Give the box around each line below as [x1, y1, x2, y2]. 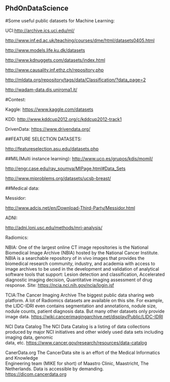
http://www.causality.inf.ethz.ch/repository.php [5, 67, 104, 73]
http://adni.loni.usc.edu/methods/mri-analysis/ [5, 224, 103, 230]
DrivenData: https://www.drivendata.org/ [5, 126, 90, 132]
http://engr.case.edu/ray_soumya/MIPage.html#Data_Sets [5, 165, 126, 171]
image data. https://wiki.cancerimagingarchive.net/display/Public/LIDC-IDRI [5, 313, 163, 319]
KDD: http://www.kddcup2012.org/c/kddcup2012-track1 [5, 116, 122, 122]
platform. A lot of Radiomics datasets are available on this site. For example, [5, 297, 164, 303]
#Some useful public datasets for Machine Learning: [5, 17, 115, 23]
